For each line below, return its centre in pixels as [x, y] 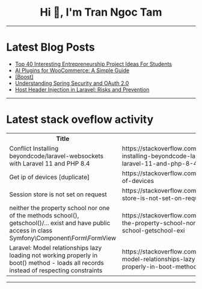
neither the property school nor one [60, 208]
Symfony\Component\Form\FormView [63, 238]
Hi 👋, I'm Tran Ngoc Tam [101, 12]
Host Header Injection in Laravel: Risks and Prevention [82, 89]
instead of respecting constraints [56, 270]
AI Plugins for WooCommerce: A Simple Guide [72, 70]
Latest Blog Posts [50, 47]
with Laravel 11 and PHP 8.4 [50, 163]
